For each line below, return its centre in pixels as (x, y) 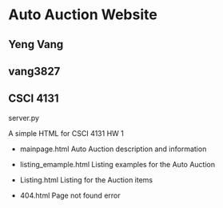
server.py (24, 118)
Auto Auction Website (83, 15)
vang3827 (34, 71)
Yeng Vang (36, 44)
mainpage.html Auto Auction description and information (113, 149)
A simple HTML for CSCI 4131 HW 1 (66, 133)
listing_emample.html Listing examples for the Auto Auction (117, 164)
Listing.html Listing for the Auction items (86, 180)
